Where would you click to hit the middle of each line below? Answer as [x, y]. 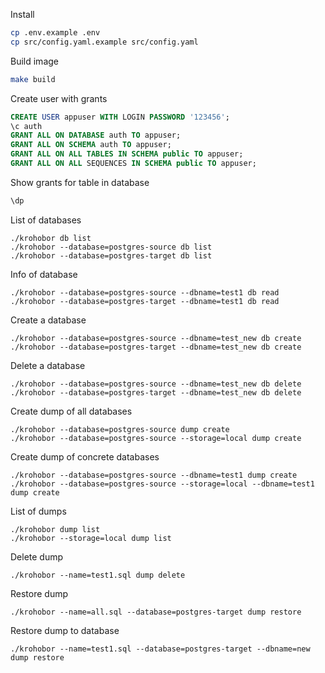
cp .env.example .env [55, 33]
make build [33, 79]
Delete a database [48, 365]
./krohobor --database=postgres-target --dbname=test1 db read [145, 301]
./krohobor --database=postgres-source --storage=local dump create [156, 438]
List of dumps [38, 511]
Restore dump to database [65, 630]
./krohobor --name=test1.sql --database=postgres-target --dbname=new [160, 649]
